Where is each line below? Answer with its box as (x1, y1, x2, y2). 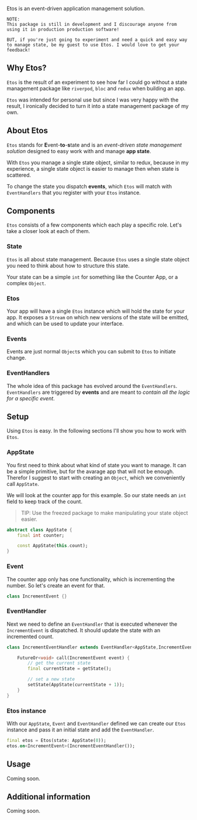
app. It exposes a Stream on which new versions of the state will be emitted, (6, 314, 189, 321)
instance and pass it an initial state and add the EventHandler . (6, 726, 154, 733)
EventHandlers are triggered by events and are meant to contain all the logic (6, 389, 191, 396)
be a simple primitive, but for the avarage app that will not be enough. (6, 468, 174, 475)
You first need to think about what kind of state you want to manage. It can (6, 461, 186, 468)
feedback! (6, 47, 31, 53)
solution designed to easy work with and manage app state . (6, 147, 151, 154)
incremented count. (6, 633, 54, 640)
